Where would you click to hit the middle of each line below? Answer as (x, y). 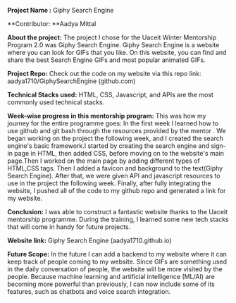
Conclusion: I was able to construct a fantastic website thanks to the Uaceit (117, 212)
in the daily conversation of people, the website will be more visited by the (115, 269)
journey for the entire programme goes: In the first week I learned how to (113, 123)
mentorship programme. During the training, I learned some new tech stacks (118, 219)
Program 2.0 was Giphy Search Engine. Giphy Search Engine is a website (113, 45)
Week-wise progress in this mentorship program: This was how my (107, 116)
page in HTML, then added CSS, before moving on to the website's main (119, 153)
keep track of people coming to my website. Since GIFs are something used (117, 261)
